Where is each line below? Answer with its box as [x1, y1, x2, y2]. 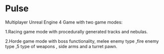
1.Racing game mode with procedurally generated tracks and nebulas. [5, 28, 148, 34]
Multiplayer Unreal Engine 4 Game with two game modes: [5, 19, 123, 25]
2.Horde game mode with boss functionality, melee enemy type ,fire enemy [5, 38, 159, 44]
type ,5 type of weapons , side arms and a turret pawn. [5, 43, 117, 49]
